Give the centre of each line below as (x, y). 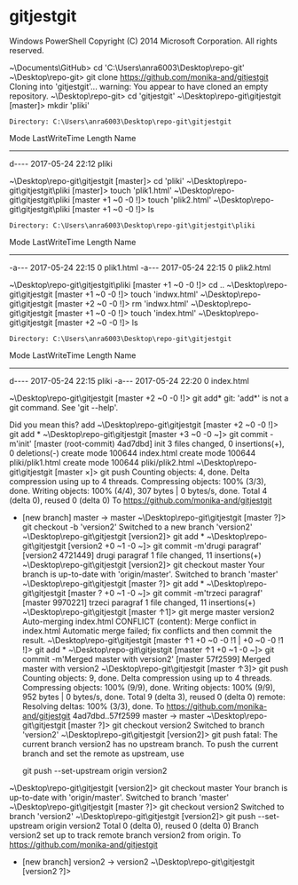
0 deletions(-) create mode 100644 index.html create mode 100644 (133, 453)
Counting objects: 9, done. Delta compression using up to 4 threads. (147, 678)
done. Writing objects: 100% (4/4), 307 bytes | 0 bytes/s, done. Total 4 (138, 490)
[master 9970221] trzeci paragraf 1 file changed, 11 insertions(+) (139, 602)
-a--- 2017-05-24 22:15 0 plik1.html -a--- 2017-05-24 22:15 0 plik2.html (140, 267)
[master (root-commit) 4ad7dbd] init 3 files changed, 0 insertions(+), (160, 443)
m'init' (21, 443)
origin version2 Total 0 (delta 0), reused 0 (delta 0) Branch (152, 825)
